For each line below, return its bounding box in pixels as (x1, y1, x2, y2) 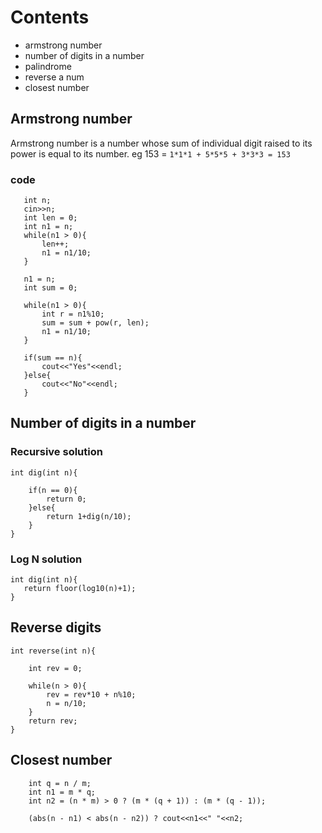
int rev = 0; (28, 663, 83, 673)
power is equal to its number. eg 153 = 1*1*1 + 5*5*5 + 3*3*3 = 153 (10, 147, 291, 160)
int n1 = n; (23, 222, 74, 232)
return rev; (28, 716, 78, 726)
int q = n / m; (28, 778, 92, 788)
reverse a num (24, 71, 85, 83)
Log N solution (10, 552, 83, 566)
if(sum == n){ (23, 353, 83, 363)
